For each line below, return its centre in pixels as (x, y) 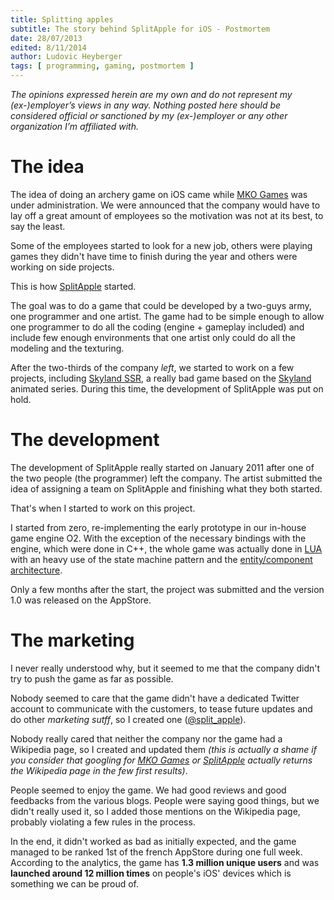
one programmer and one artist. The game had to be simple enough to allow (167, 316)
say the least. (38, 226)
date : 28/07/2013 (46, 38)
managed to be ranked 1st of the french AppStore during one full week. (156, 852)
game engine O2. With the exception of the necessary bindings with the (158, 538)
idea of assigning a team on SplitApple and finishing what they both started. (166, 488)
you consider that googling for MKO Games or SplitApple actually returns (161, 760)
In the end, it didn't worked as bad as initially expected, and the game (153, 841)
